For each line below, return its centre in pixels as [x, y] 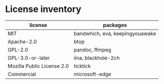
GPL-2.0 [18, 49]
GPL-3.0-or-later [29, 57]
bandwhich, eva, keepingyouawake [115, 33]
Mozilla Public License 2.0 [38, 66]
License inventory [43, 9]
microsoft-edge [92, 74]
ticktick [82, 66]
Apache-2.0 [22, 41]
